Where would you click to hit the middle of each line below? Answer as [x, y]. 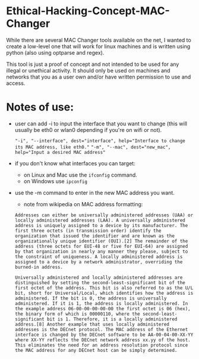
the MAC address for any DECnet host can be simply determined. [96, 350]
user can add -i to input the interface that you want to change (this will [101, 124]
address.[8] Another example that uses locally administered [92, 324]
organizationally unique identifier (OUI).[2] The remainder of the [101, 241]
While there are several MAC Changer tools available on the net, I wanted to [99, 40]
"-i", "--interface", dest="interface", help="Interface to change [100, 141]
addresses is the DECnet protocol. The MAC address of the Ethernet [101, 329]
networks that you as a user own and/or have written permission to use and [99, 77]
